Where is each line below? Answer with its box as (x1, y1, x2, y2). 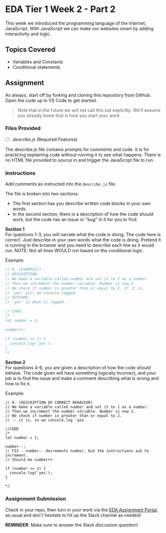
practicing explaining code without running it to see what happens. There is (5, 152, 161, 158)
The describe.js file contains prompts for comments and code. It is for (5, 146, 149, 152)
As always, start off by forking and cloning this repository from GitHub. (5, 92, 151, 98)
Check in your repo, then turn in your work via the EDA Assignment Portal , (5, 506, 158, 513)
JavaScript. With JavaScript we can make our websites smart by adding (5, 25, 154, 31)
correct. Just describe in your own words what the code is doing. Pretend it (5, 237, 161, 243)
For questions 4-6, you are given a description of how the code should (5, 365, 151, 371)
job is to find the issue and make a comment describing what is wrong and (5, 375, 159, 381)
